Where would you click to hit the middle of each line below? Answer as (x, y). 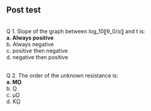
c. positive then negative (37, 51)
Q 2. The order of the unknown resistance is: (62, 75)
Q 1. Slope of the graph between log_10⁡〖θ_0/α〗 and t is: (76, 31)
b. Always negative (30, 44)
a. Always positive (30, 38)
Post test (24, 10)
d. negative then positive (37, 57)
